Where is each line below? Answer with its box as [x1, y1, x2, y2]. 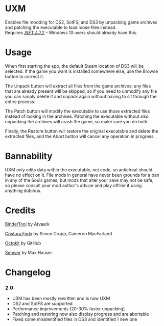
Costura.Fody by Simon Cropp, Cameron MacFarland [5, 230, 112, 236]
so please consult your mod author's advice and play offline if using [5, 182, 142, 188]
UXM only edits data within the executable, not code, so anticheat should [5, 166, 153, 172]
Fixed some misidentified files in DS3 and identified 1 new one [12, 316, 138, 322]
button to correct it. [5, 73, 44, 79]
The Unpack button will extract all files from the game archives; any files [5, 83, 151, 89]
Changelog [5, 267, 51, 278]
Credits [5, 205, 36, 216]
